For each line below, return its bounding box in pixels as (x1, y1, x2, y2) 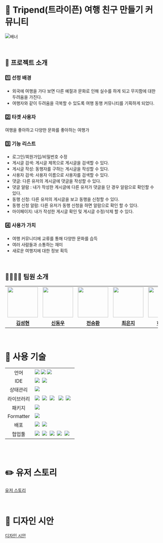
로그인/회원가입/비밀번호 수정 (12, 154, 68, 160)
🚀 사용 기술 (5, 351, 46, 362)
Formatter (7, 413, 30, 420)
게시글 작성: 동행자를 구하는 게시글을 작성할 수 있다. (12, 166, 109, 172)
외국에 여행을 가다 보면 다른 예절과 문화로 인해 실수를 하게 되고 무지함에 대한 (12, 88, 156, 94)
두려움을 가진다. (12, 94, 42, 100)
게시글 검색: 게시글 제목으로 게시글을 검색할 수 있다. (12, 160, 109, 166)
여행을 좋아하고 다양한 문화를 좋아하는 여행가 (5, 127, 90, 133)
